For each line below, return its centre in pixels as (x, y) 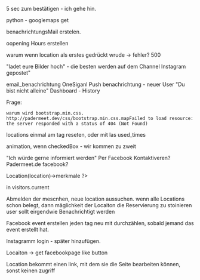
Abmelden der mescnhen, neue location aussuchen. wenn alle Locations (96, 199)
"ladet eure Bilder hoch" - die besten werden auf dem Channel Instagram (96, 66)
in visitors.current (28, 187)
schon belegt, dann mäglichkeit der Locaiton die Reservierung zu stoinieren (99, 205)
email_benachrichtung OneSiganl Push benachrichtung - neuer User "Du (96, 84)
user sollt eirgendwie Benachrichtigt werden (61, 212)
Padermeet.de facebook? (37, 164)
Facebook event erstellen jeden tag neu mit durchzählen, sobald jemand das (100, 223)
